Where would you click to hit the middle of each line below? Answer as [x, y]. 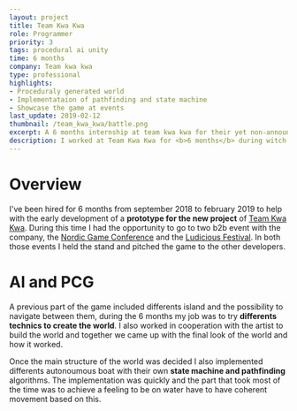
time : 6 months [37, 58]
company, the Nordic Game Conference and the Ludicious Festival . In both [145, 237]
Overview [46, 184]
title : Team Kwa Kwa [47, 26]
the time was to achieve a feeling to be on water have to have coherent [138, 389]
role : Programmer [41, 34]
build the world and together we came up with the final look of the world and [148, 335]
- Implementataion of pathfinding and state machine [108, 99]
